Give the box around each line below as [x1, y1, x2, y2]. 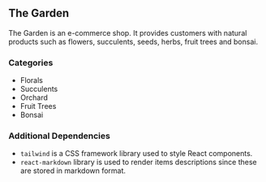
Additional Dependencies [8, 130, 111, 141]
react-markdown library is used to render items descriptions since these [19, 158, 257, 167]
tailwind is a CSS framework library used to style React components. [19, 149, 253, 158]
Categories [8, 57, 54, 68]
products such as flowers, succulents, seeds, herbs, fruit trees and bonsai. [8, 37, 258, 46]
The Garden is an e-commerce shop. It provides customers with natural [8, 28, 247, 37]
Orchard [19, 93, 49, 102]
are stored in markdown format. [19, 166, 127, 175]
